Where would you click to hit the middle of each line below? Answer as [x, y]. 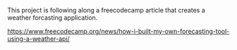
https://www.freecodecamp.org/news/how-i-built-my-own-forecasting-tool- [119, 31]
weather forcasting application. [53, 18]
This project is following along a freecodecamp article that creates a [107, 10]
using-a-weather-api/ [39, 39]
